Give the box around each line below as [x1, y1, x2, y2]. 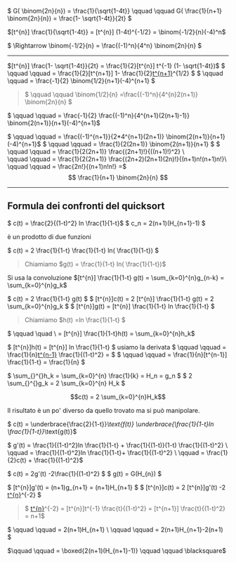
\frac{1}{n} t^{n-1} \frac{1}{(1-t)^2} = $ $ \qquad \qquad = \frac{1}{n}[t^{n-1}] [7, 350, 228, 359]
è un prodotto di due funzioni [7, 232, 91, 241]
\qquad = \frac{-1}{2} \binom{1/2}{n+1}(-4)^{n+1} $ [7, 77, 156, 84]
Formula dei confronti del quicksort [7, 200, 165, 212]
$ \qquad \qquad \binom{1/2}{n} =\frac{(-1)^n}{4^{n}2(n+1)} [24, 90, 198, 98]
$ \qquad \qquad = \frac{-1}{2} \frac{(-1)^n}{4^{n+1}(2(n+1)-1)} [7, 111, 190, 120]
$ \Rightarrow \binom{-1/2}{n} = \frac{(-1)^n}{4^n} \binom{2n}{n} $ [7, 41, 202, 49]
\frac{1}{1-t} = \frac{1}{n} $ [7, 357, 86, 366]
